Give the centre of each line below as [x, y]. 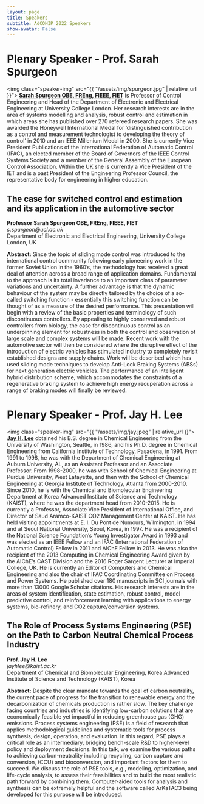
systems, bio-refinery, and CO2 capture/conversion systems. [83, 607]
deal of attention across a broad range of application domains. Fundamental [102, 274]
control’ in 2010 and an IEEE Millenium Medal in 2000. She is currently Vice [101, 141]
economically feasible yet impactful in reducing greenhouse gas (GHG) [96, 716]
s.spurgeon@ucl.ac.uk [35, 229]
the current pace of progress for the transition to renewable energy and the [101, 697]
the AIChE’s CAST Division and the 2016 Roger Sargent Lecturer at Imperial [101, 561]
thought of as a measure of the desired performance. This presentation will [101, 306]
